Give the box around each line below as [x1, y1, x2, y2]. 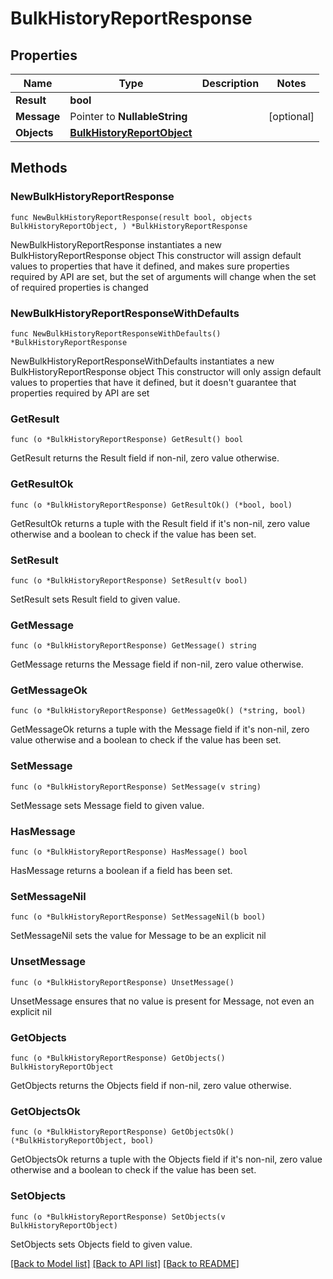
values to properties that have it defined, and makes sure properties [10, 260, 290, 272]
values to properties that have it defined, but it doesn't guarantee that [10, 376, 297, 388]
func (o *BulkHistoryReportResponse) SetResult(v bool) [10, 575, 248, 586]
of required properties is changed [10, 281, 149, 293]
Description [201, 77, 260, 90]
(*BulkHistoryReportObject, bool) [10, 1136, 155, 1146]
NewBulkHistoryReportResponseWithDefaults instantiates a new [10, 355, 275, 367]
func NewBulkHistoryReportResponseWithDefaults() [10, 328, 222, 339]
